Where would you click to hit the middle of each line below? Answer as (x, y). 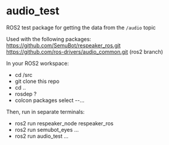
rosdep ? (26, 94)
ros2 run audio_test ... (42, 136)
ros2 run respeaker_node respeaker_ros (64, 123)
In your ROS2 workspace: (38, 63)
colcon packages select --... (50, 100)
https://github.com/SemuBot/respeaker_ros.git (64, 45)
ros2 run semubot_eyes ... (47, 129)
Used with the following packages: (49, 39)
